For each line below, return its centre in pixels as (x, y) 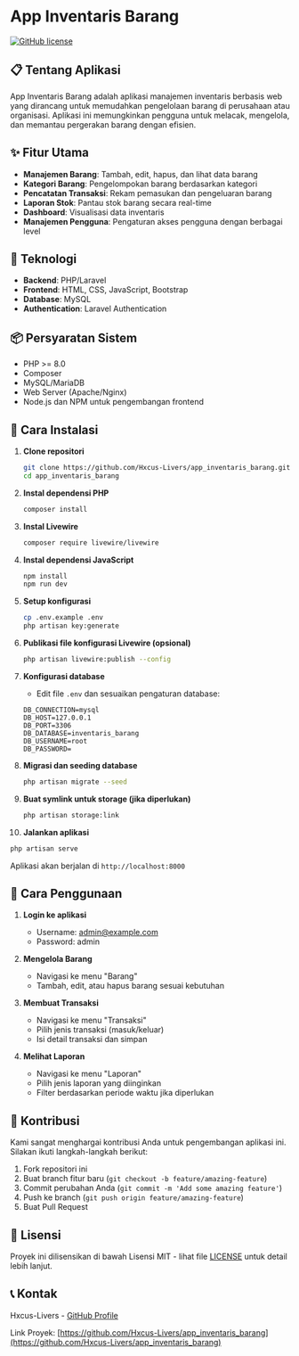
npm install (45, 576)
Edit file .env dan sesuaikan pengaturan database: (128, 694)
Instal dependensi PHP (66, 493)
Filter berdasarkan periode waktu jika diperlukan (125, 1093)
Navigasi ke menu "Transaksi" (92, 1020)
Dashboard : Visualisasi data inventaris (93, 212)
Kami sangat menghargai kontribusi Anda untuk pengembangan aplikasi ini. (148, 1142)
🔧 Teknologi (44, 259)
